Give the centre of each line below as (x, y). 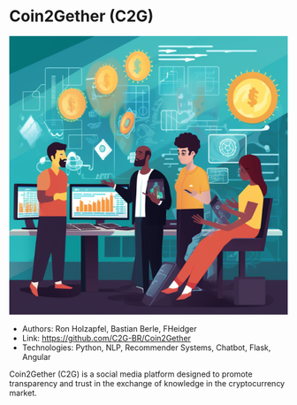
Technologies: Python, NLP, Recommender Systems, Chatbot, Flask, (146, 348)
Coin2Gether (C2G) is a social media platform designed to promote (131, 374)
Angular (36, 356)
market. (23, 393)
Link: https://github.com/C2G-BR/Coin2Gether (107, 338)
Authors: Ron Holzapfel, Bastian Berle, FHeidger (109, 328)
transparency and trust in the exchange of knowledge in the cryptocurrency (147, 383)
